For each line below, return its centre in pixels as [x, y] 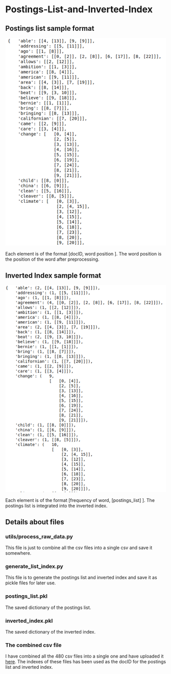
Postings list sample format [50, 28]
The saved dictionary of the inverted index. [51, 631]
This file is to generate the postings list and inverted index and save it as [81, 578]
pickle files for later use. [31, 583]
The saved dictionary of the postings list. [48, 607]
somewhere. [18, 553]
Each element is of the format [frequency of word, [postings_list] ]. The [80, 500]
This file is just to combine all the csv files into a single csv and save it [79, 548]
